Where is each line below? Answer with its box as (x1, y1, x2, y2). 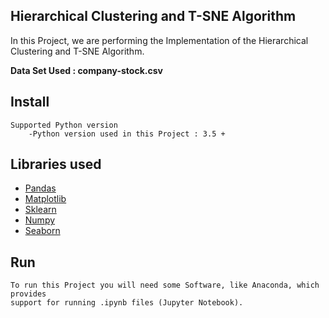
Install (10, 94, 50, 111)
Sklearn (24, 204, 57, 216)
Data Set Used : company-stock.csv (10, 64, 163, 76)
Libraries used (10, 156, 102, 173)
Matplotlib (24, 193, 67, 205)
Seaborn (24, 225, 61, 237)
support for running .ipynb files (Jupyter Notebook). (10, 298, 244, 308)
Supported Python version (10, 120, 118, 130)
